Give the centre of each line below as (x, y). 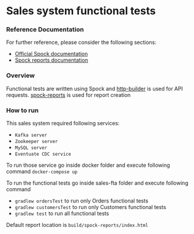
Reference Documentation (45, 30)
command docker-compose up (42, 172)
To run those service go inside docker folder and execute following (88, 165)
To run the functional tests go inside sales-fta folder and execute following (97, 183)
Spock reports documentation (51, 60)
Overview (21, 75)
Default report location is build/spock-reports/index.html (77, 225)
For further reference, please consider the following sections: (81, 42)
